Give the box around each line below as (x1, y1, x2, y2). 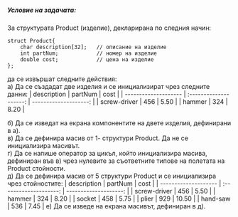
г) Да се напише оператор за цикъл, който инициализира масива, (7, 149, 207, 157)
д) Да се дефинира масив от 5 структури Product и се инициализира (7, 171, 217, 180)
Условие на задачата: (7, 6, 77, 14)
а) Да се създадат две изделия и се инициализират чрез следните (7, 82, 210, 90)
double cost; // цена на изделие (20, 55, 154, 63)
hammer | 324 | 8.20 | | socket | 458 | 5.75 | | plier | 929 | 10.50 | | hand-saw (7, 194, 231, 203)
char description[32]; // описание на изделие (20, 43, 167, 51)
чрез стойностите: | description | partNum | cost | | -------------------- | (7, 179, 222, 188)
